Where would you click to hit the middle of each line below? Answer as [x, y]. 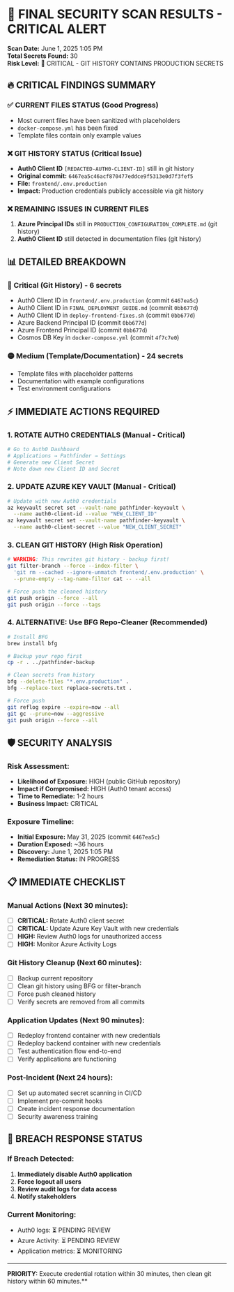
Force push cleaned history [56, 994]
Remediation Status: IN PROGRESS [69, 859]
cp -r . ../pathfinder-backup [51, 663]
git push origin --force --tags [54, 604]
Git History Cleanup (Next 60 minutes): [75, 963]
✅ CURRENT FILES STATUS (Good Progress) [83, 105]
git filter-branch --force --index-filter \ [73, 566]
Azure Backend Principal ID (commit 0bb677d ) [82, 322]
